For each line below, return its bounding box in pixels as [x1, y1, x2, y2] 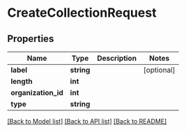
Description [97, 54, 137, 63]
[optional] [143, 65, 176, 75]
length [10, 77, 33, 86]
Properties [7, 33, 54, 45]
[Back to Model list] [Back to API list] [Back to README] [7, 117, 167, 125]
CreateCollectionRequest [7, 5, 157, 21]
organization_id [10, 88, 64, 97]
